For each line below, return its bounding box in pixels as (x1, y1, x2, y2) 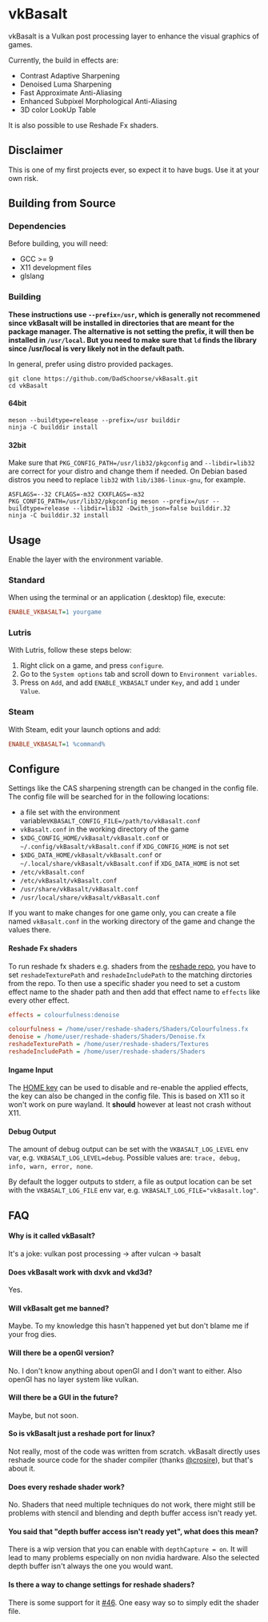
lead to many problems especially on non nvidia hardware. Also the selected (8, 1553, 260, 1563)
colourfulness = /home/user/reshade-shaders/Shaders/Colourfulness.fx (8, 1025, 249, 1033)
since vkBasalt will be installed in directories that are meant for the (8, 318, 234, 328)
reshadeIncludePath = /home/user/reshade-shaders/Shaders (8, 1048, 206, 1056)
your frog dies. (8, 1330, 58, 1339)
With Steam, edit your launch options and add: (8, 724, 162, 734)
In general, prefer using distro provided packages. (8, 359, 174, 368)
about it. (8, 1463, 36, 1473)
